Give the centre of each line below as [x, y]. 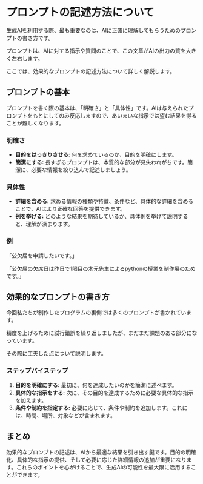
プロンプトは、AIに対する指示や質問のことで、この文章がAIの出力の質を [96, 51]
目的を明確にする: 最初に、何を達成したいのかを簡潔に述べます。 [96, 385]
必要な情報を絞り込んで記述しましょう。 [81, 170]
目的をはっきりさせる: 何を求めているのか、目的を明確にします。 [96, 154]
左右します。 [27, 58]
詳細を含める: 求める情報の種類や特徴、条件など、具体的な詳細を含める [104, 201]
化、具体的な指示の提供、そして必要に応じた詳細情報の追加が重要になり [96, 459]
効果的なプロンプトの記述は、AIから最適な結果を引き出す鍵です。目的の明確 [101, 452]
